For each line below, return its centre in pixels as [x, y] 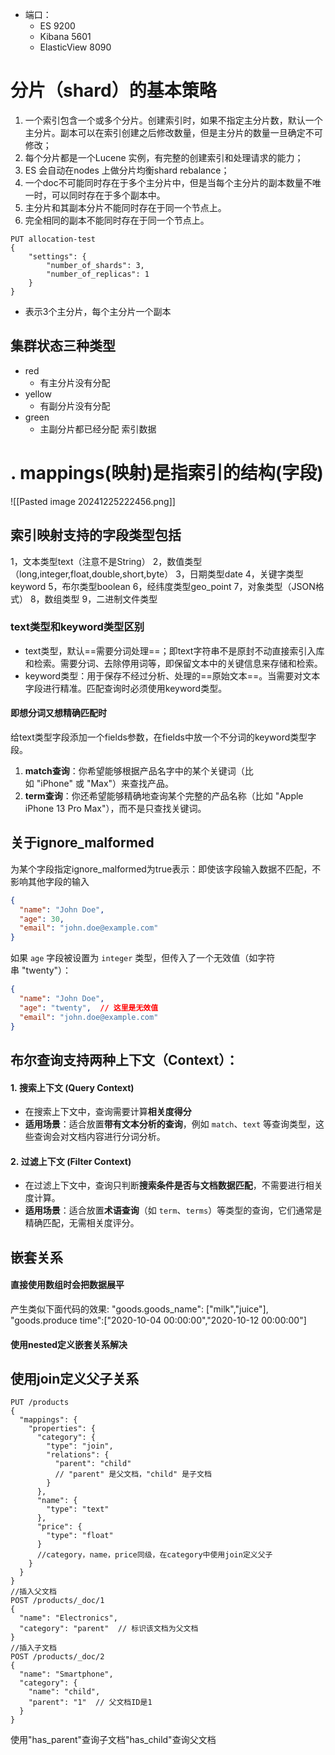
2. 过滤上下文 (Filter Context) [71, 1161]
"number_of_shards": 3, [95, 265]
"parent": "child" [93, 1464]
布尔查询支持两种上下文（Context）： [124, 1059]
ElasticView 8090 [75, 47]
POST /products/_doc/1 [57, 1601]
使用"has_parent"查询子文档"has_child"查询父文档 [113, 1740]
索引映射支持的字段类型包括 [96, 535]
